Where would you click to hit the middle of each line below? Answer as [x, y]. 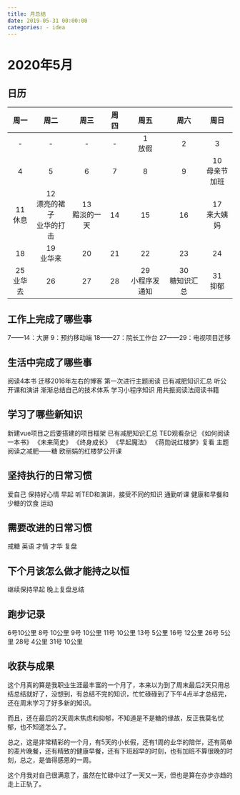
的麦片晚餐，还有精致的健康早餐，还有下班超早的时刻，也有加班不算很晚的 [117, 751]
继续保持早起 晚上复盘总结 [46, 589]
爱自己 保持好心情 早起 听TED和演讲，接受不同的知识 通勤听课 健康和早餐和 [118, 494]
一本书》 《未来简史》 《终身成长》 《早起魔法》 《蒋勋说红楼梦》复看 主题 [118, 442]
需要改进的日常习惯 [50, 528]
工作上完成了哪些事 [50, 319]
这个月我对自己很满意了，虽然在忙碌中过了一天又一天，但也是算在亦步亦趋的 [120, 775]
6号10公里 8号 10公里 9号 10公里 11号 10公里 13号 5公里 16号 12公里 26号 [113, 633]
